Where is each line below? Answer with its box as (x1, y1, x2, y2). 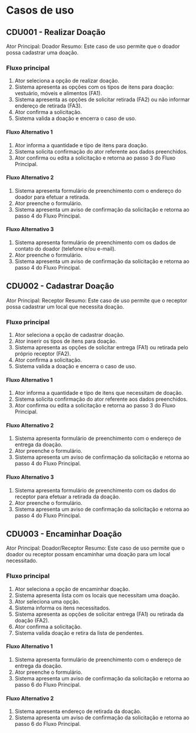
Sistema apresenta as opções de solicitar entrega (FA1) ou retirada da (14, 610, 184, 618)
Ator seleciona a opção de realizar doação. (14, 77, 120, 85)
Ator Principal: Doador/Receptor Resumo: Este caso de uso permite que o (6, 544, 185, 552)
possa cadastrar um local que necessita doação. (6, 303, 125, 310)
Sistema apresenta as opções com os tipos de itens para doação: (14, 83, 174, 90)
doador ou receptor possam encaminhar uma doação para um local (6, 551, 171, 558)
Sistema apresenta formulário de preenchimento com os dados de (14, 239, 176, 246)
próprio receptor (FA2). (14, 350, 71, 358)
